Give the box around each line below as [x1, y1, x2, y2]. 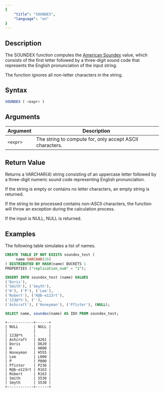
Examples [5, 230, 36, 238]
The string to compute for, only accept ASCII [36, 135, 138, 142]
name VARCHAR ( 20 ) [16, 257, 51, 262]
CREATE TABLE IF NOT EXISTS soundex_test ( [5, 252, 95, 258]
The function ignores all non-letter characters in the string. [5, 72, 123, 78]
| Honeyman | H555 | [5, 350, 51, 355]
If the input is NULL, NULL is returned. [5, 215, 82, 221]
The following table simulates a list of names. [5, 243, 96, 249]
